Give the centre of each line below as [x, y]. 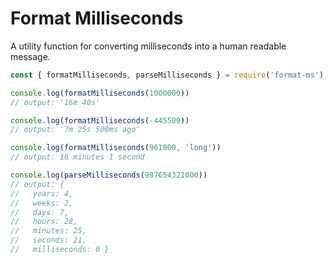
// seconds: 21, [48, 240]
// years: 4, [42, 193]
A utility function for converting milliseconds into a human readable [148, 46]
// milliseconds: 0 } [60, 250]
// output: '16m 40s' [55, 102]
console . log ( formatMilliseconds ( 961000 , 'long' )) [116, 148]
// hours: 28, [44, 222]
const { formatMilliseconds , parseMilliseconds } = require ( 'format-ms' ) [167, 75]
